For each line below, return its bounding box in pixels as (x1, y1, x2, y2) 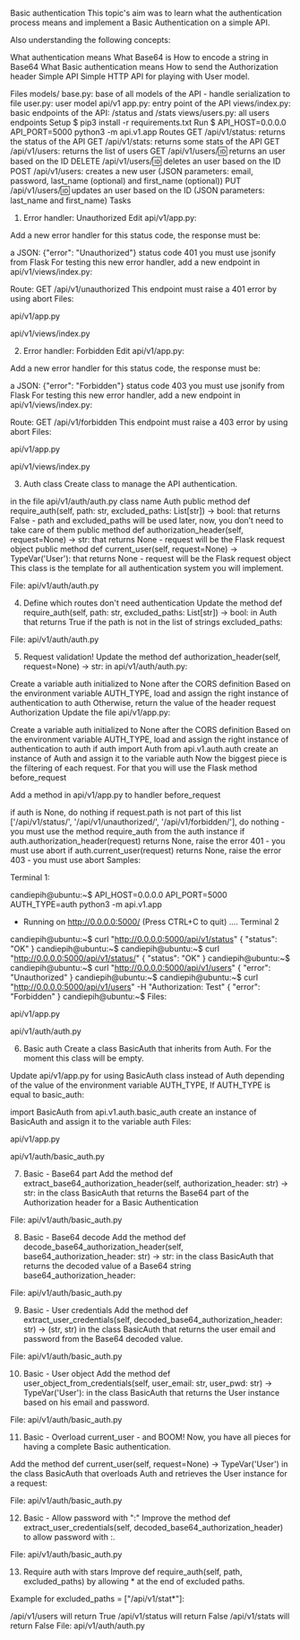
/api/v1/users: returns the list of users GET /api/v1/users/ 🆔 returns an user (10, 145, 286, 156)
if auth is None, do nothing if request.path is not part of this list (10, 807, 242, 817)
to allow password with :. (22, 1531, 116, 1542)
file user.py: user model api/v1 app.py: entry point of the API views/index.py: (10, 98, 292, 109)
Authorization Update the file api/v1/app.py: (10, 707, 171, 718)
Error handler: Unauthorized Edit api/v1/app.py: (22, 213, 197, 223)
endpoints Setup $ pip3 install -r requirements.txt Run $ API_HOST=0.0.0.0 (10, 117, 287, 128)
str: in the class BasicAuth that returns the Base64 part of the (22, 1187, 250, 1198)
